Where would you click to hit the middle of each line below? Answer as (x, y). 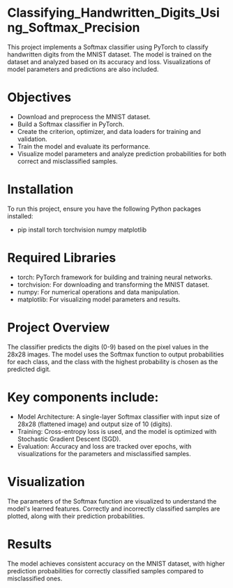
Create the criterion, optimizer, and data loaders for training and (109, 131)
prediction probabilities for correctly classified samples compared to (105, 571)
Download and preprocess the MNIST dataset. (84, 116)
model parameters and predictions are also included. (83, 69)
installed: (20, 216)
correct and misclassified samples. (67, 161)
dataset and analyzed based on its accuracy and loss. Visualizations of (109, 61)
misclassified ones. (35, 578)
